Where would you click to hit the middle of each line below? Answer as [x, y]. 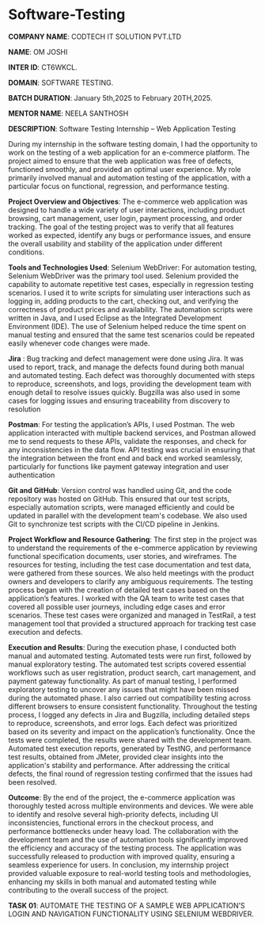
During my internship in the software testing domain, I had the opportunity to [133, 143]
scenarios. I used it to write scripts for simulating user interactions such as [129, 292]
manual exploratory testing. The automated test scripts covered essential [127, 664]
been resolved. [32, 782]
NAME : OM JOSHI [38, 52]
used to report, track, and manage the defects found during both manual [127, 367]
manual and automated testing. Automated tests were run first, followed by [130, 656]
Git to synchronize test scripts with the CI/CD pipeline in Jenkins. [114, 524]
